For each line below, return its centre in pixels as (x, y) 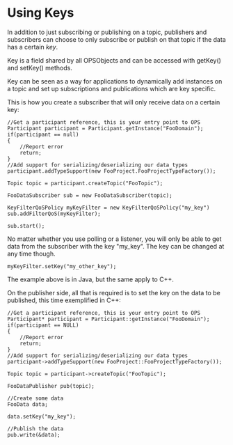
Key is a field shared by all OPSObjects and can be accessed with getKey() (114, 60)
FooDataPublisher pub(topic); (51, 386)
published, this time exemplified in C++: (64, 300)
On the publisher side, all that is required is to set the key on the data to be (114, 292)
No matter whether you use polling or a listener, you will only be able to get (114, 239)
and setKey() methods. (40, 68)
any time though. (31, 253)
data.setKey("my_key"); (42, 416)
